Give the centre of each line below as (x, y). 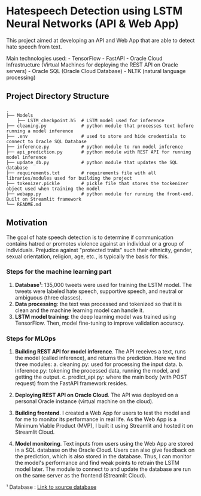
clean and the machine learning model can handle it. (80, 310)
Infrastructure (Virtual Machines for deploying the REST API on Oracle (92, 65)
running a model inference (40, 131)
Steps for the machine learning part (59, 272)
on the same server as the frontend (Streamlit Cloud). (80, 476)
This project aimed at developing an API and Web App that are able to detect (100, 40)
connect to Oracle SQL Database (46, 141)
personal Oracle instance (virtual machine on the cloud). (84, 401)
